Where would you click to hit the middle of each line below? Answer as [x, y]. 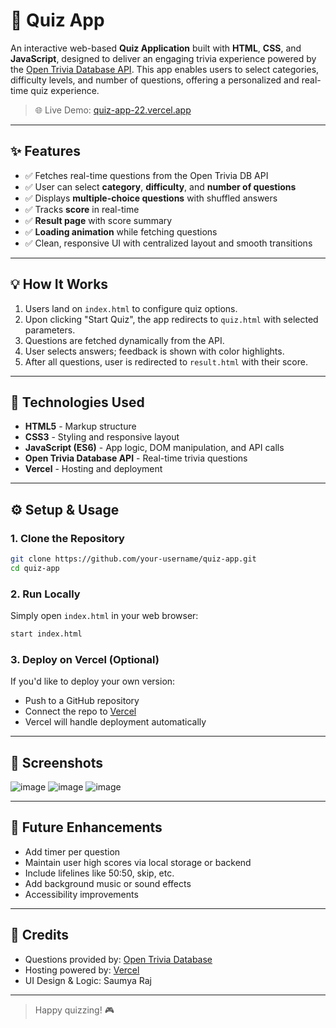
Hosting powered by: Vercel [82, 970]
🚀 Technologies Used [77, 402]
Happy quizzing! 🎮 [74, 1010]
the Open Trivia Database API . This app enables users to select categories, [165, 69]
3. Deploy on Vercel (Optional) [85, 659]
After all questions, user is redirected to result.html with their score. [166, 361]
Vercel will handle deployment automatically [115, 722]
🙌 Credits [40, 935]
